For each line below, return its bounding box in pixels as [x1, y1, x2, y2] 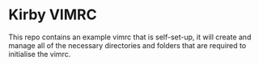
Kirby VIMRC [8, 6, 97, 24]
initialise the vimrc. [8, 49, 71, 59]
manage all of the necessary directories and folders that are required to [8, 40, 247, 50]
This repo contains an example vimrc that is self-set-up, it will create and [8, 32, 252, 42]
